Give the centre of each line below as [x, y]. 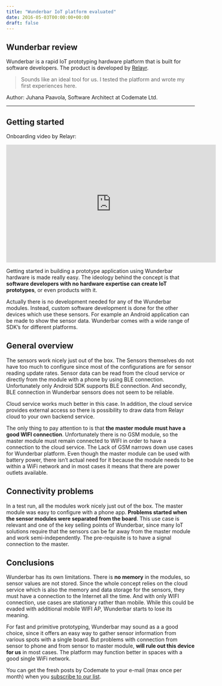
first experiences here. [49, 86]
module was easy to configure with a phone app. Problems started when [97, 512]
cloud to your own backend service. [51, 416]
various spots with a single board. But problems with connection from [92, 640]
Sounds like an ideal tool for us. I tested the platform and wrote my [103, 80]
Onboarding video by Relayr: [41, 136]
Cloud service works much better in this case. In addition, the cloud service [99, 403]
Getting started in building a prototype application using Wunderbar [90, 271]
